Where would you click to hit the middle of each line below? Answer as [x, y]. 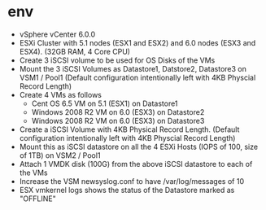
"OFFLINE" [37, 199]
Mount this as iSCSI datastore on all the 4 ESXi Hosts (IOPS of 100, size [138, 147]
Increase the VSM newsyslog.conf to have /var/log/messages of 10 [132, 181]
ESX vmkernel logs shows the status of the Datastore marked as [127, 190]
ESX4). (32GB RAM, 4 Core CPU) [75, 51]
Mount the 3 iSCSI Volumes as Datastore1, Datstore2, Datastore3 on [133, 68]
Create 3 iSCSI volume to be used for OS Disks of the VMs [117, 60]
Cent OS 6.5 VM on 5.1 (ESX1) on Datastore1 [105, 103]
